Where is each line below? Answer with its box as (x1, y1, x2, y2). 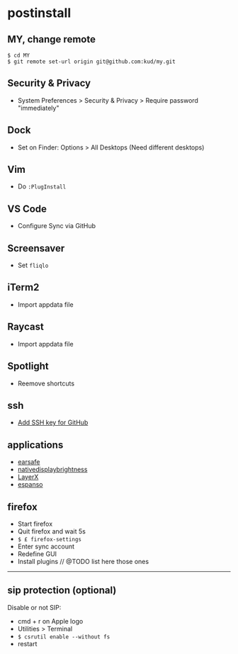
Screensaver (7, 242, 65, 254)
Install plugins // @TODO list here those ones (17, 557, 149, 565)
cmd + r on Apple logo (17, 616, 84, 625)
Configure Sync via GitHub (17, 222, 96, 230)
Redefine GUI (17, 549, 57, 558)
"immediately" (17, 103, 59, 112)
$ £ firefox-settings (17, 536, 81, 543)
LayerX (17, 473, 39, 481)
